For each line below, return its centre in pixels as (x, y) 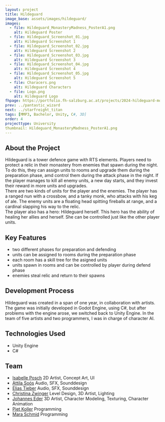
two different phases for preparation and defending (64, 249)
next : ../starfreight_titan (34, 110)
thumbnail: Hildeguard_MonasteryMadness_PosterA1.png (61, 128)
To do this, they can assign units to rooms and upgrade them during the (77, 170)
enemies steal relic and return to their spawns (58, 275)
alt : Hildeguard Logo (36, 96)
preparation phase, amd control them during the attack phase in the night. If (82, 175)
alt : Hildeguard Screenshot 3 (45, 60)
